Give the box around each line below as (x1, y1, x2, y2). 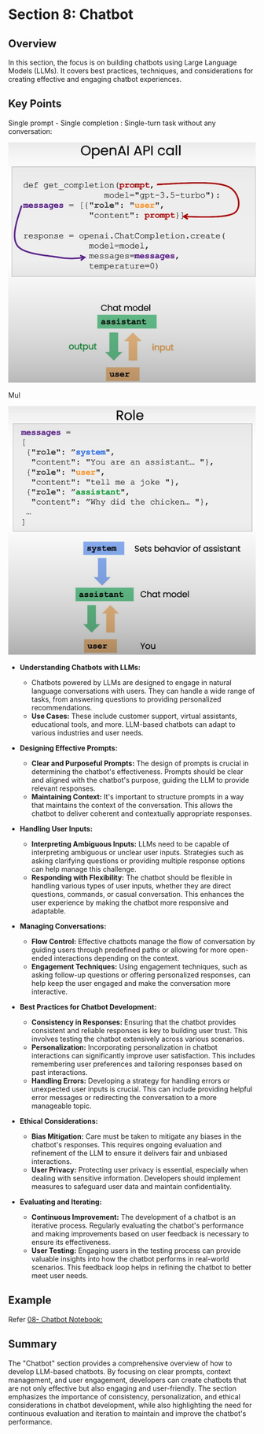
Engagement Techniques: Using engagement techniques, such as (31, 962, 247, 971)
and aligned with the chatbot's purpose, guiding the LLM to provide (31, 775, 250, 784)
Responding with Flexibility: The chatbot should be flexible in (31, 873, 233, 882)
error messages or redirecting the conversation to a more (31, 1092, 218, 1102)
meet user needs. (31, 1270, 89, 1280)
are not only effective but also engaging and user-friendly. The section (8, 1384, 237, 1393)
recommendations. (31, 702, 93, 712)
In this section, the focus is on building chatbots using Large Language (8, 57, 237, 67)
